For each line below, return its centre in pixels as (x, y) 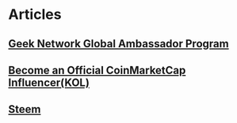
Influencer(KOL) (49, 82)
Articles (35, 15)
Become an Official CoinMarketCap (97, 70)
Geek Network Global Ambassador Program (118, 44)
